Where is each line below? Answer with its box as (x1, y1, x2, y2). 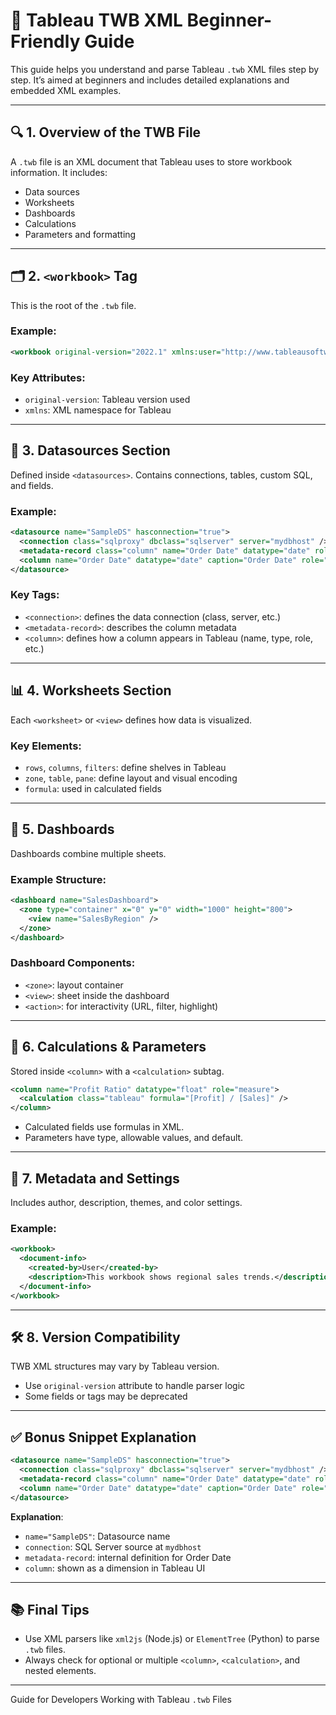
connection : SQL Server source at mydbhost (24, 1540, 202, 1553)
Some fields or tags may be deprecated (24, 1390, 188, 1403)
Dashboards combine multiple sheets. (10, 847, 167, 859)
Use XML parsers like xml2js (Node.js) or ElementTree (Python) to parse (24, 1633, 320, 1645)
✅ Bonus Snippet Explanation (10, 1429, 197, 1446)
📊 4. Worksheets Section (10, 682, 172, 699)
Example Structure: (10, 872, 107, 886)
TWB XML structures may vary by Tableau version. (10, 1360, 220, 1373)
